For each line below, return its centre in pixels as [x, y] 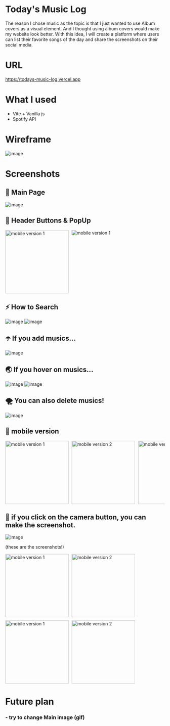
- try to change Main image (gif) [45, 717]
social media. [19, 44]
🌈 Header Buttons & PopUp [48, 221]
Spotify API [24, 119]
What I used [31, 100]
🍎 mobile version [32, 432]
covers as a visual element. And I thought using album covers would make [82, 28]
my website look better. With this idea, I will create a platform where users [82, 34]
